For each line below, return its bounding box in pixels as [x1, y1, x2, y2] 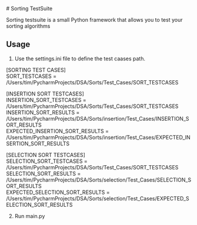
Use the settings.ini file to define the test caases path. [14, 55, 146, 62]
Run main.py [14, 212, 45, 219]
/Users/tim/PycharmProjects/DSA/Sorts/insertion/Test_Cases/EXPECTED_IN [6, 134, 191, 141]
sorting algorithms [6, 23, 51, 29]
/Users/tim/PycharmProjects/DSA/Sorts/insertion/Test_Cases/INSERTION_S [6, 115, 189, 122]
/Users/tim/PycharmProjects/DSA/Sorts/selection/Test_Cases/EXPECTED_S [6, 195, 189, 202]
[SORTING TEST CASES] [6, 66, 66, 73]
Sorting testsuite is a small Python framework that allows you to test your [6, 16, 183, 23]
